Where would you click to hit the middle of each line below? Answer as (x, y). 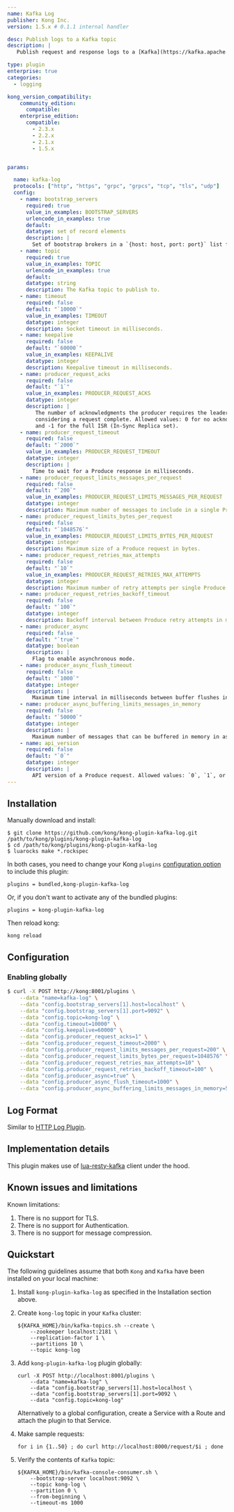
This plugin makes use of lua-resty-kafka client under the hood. (99, 1166)
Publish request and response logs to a (76, 52)
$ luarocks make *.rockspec (48, 851)
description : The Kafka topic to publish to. (93, 290)
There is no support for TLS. (58, 1218)
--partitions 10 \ (57, 1344)
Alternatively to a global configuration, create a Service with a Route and (121, 1413)
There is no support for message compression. (85, 1233)
